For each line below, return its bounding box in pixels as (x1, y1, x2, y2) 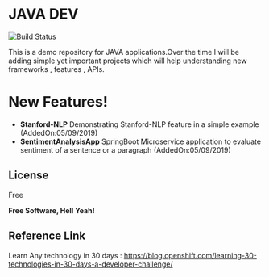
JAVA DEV (8, 5, 79, 23)
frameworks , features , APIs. (8, 64, 105, 73)
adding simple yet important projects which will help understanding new (8, 56, 247, 65)
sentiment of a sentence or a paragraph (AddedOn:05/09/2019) (19, 145, 231, 154)
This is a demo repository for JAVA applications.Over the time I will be (8, 47, 240, 57)
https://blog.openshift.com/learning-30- (123, 250, 258, 260)
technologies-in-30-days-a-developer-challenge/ (8, 259, 173, 269)
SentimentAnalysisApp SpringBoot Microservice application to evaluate (19, 136, 262, 146)
